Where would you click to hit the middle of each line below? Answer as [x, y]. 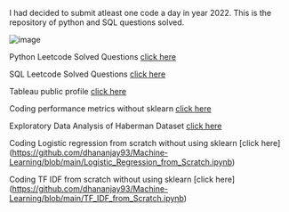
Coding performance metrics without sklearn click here [110, 109]
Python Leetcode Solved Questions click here [92, 57]
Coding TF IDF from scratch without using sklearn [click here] [122, 179]
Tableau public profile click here [68, 91]
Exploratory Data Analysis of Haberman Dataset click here [116, 126]
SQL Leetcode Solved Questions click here [88, 74]
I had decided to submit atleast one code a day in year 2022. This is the [140, 13]
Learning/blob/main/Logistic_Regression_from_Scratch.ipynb [121, 162]
